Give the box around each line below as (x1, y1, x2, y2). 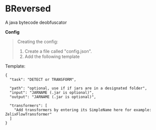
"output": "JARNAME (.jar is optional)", (9, 94, 97, 99)
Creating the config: (17, 38, 58, 45)
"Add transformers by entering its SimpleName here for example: (14, 107, 152, 112)
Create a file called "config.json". (24, 48, 92, 54)
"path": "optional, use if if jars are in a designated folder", (9, 85, 148, 91)
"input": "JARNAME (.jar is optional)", (9, 90, 94, 95)
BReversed (5, 3, 51, 14)
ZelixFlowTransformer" (5, 112, 52, 117)
